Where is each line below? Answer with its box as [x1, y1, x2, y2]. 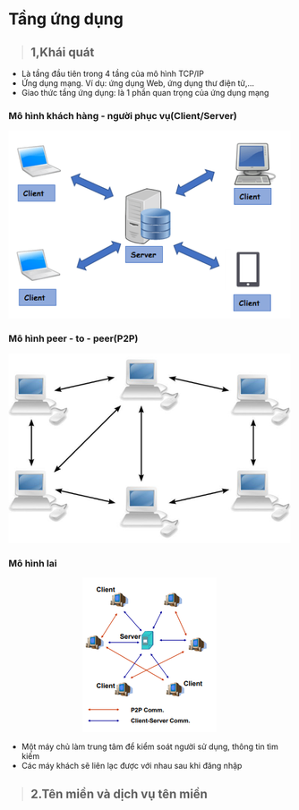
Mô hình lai [8, 557, 57, 569]
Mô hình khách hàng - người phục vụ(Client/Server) [8, 109, 238, 122]
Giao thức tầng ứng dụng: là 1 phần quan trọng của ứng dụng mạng [21, 88, 269, 98]
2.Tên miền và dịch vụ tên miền [30, 786, 208, 801]
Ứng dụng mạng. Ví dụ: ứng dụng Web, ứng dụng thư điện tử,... [21, 78, 255, 89]
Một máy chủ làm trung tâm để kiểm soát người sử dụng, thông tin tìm [21, 741, 278, 752]
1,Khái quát [30, 45, 95, 60]
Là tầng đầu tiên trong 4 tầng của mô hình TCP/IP [21, 68, 205, 79]
